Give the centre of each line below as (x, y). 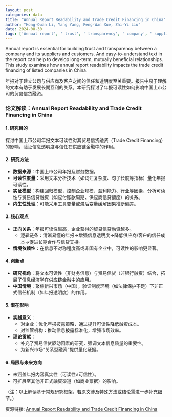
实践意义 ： (24, 317)
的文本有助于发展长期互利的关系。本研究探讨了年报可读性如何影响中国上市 (84, 87)
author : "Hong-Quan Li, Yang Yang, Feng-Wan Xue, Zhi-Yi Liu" (73, 24)
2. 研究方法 (17, 159)
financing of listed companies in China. (46, 70)
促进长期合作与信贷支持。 (56, 242)
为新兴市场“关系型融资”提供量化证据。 (60, 349)
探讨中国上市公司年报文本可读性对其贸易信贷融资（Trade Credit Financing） (85, 140)
